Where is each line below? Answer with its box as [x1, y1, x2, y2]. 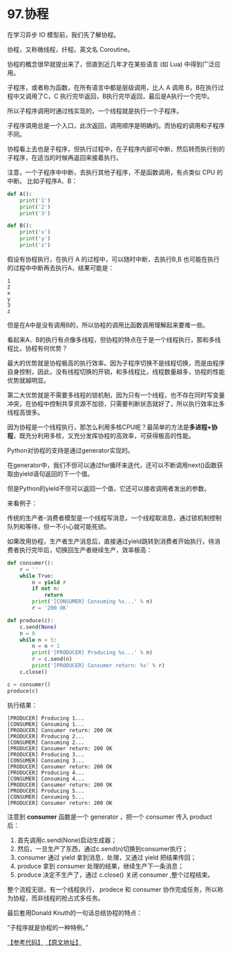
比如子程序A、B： [26, 176, 78, 185]
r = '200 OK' [32, 605, 70, 612]
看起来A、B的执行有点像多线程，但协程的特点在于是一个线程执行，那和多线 [7, 335, 221, 343]
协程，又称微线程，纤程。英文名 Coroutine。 [7, 45, 134, 53]
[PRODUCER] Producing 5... [7, 787, 85, 795]
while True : [19, 572, 54, 579]
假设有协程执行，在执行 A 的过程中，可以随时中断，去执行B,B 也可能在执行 [7, 255, 220, 263]
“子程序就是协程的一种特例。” [7, 923, 88, 932]
